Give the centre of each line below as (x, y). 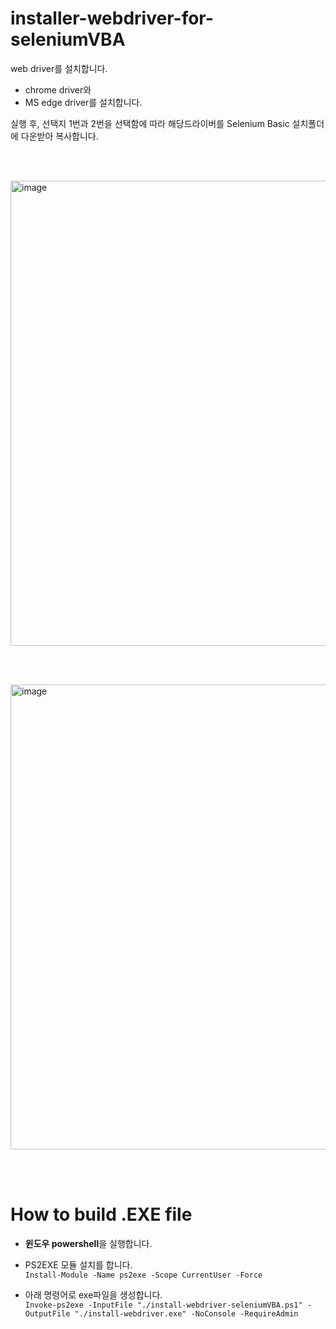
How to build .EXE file (101, 1214)
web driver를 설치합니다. (59, 68)
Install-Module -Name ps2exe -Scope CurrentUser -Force (143, 1275)
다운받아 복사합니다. (59, 136)
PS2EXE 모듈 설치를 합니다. (78, 1264)
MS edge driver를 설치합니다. (83, 102)
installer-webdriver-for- (112, 18)
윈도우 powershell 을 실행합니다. (88, 1243)
